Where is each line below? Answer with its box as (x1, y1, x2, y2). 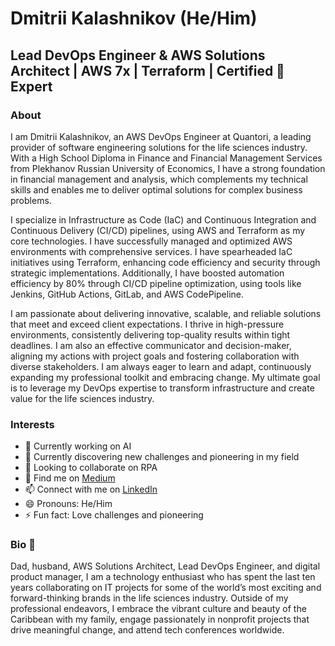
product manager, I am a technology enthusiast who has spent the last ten (10, 571, 316, 583)
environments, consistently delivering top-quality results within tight (10, 328, 291, 341)
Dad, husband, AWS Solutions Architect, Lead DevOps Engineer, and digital (10, 560, 321, 572)
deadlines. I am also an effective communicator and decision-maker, (10, 339, 292, 351)
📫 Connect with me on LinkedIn (24, 483, 158, 496)
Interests (10, 417, 55, 431)
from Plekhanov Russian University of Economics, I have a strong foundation (10, 162, 326, 174)
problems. (10, 194, 52, 206)
